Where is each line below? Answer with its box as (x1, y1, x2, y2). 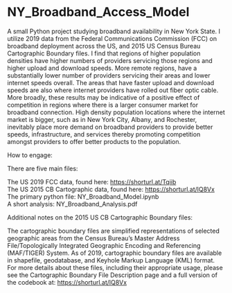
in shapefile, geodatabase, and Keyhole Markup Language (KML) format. (7, 256, 215, 264)
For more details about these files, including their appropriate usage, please (7, 263, 223, 272)
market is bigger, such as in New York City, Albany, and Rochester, (7, 115, 197, 123)
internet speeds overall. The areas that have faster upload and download (7, 78, 215, 87)
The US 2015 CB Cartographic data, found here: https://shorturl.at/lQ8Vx (7, 185, 215, 193)
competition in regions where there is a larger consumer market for (7, 100, 199, 109)
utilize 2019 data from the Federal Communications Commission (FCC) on (7, 34, 217, 42)
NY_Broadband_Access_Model (7, 4, 190, 20)
